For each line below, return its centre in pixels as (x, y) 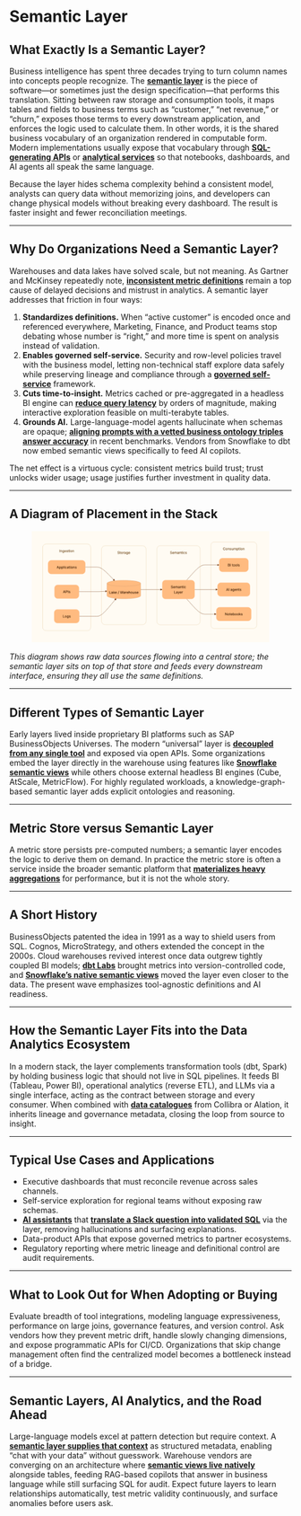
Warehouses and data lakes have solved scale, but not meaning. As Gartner (149, 270)
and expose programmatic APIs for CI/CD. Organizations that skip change (145, 1345)
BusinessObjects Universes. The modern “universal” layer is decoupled (142, 744)
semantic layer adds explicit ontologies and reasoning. (135, 791)
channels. (40, 1191)
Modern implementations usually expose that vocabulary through (129, 147)
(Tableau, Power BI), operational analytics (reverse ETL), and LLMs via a (142, 1085)
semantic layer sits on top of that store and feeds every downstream (136, 666)
